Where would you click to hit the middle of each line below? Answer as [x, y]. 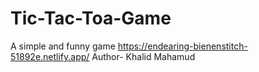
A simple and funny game [63, 46]
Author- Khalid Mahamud [143, 56]
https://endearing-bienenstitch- [182, 46]
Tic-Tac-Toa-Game [91, 18]
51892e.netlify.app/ [50, 56]
